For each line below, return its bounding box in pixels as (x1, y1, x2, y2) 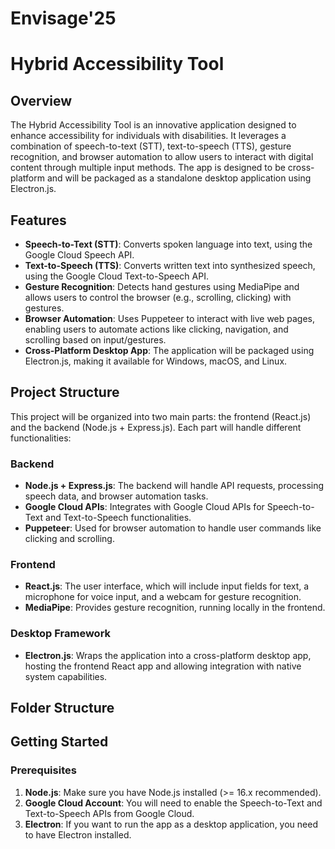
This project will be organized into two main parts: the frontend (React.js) (10, 410, 312, 422)
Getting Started (10, 733, 109, 751)
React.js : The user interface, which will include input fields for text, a (24, 580, 310, 592)
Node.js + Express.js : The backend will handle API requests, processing (24, 480, 325, 492)
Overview (10, 92, 73, 109)
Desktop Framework (10, 627, 112, 641)
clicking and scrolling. (24, 533, 115, 545)
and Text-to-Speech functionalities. (45, 512, 192, 524)
